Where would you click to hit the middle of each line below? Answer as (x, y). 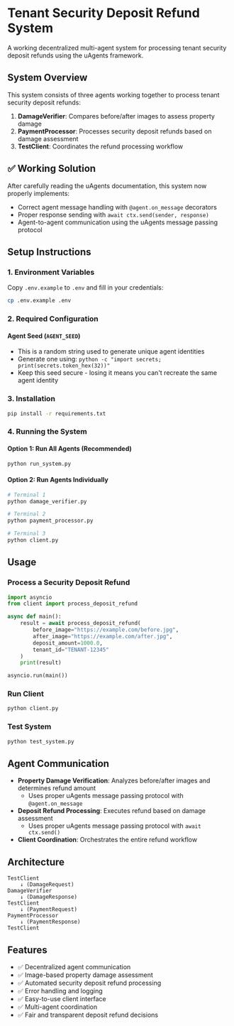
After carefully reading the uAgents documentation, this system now (107, 185)
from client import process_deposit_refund (73, 604)
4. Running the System (47, 432)
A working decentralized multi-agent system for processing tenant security (117, 48)
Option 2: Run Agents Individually (58, 480)
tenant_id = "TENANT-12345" (71, 650)
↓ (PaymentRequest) (49, 910)
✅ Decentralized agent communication (74, 966)
